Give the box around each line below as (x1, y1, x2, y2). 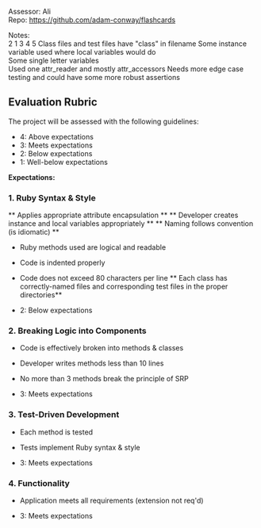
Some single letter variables (8, 55, 99, 65)
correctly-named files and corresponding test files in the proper (19, 281, 228, 292)
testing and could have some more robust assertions (8, 73, 181, 82)
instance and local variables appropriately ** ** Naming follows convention (8, 219, 254, 228)
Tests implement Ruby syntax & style (19, 442, 140, 452)
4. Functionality (8, 477, 70, 488)
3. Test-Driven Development (8, 409, 120, 420)
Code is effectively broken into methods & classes (19, 343, 184, 353)
